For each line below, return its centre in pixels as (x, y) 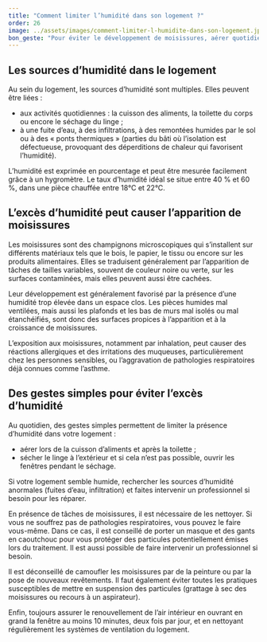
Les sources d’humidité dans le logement (112, 70)
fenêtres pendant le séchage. (68, 466)
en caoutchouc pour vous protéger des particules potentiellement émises (128, 539)
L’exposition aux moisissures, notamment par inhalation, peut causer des (127, 343)
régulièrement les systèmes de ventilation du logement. (99, 629)
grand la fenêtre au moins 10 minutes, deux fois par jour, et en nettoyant (126, 620)
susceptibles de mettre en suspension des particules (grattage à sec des (128, 588)
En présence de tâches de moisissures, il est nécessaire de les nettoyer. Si (130, 514)
